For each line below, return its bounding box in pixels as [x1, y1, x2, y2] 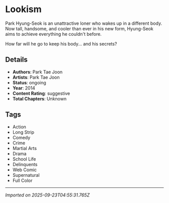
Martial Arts [12, 145, 37, 151]
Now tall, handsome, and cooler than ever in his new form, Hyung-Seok [5, 25, 153, 31]
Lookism [5, 4, 42, 15]
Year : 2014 [12, 85, 35, 91]
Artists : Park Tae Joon [12, 74, 60, 80]
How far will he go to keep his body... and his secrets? [5, 40, 117, 46]
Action [12, 124, 27, 130]
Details [5, 56, 28, 64]
